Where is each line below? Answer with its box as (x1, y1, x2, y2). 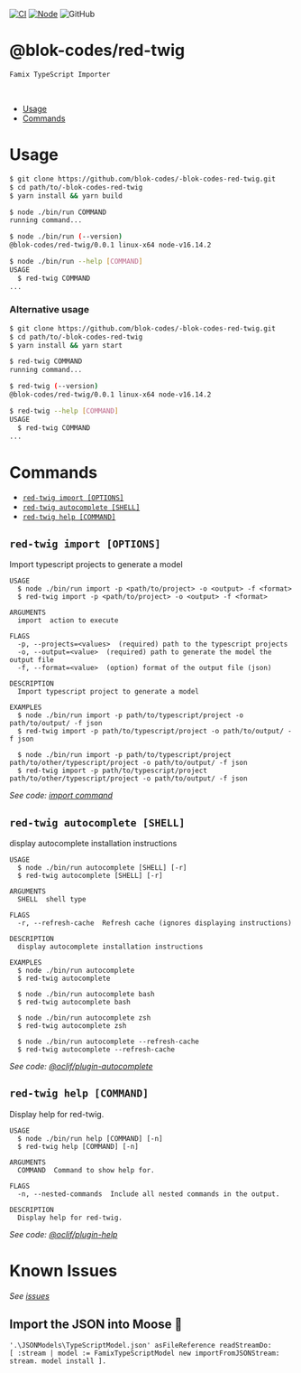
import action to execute (17, 616, 119, 625)
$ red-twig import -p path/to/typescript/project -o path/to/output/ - (17, 727, 293, 736)
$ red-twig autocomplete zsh (17, 1021, 127, 1030)
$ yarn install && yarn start (9, 341, 123, 350)
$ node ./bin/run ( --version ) (9, 232, 123, 241)
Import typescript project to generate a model (17, 687, 200, 696)
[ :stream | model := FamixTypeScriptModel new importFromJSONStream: (9, 1349, 280, 1358)
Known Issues (9, 1260, 118, 1281)
